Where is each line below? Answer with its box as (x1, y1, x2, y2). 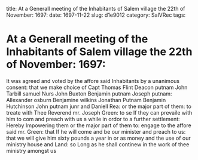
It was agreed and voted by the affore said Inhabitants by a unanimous (6, 77, 180, 84)
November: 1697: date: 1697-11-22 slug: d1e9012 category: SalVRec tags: (6, 11, 186, 19)
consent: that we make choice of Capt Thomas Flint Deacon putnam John (6, 84, 188, 91)
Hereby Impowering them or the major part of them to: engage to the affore (6, 122, 191, 129)
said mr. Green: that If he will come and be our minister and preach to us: (6, 128, 186, 135)
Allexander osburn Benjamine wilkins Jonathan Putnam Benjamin (6, 96, 166, 103)
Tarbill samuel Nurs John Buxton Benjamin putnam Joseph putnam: (6, 90, 172, 97)
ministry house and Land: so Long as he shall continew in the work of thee (6, 140, 190, 148)
